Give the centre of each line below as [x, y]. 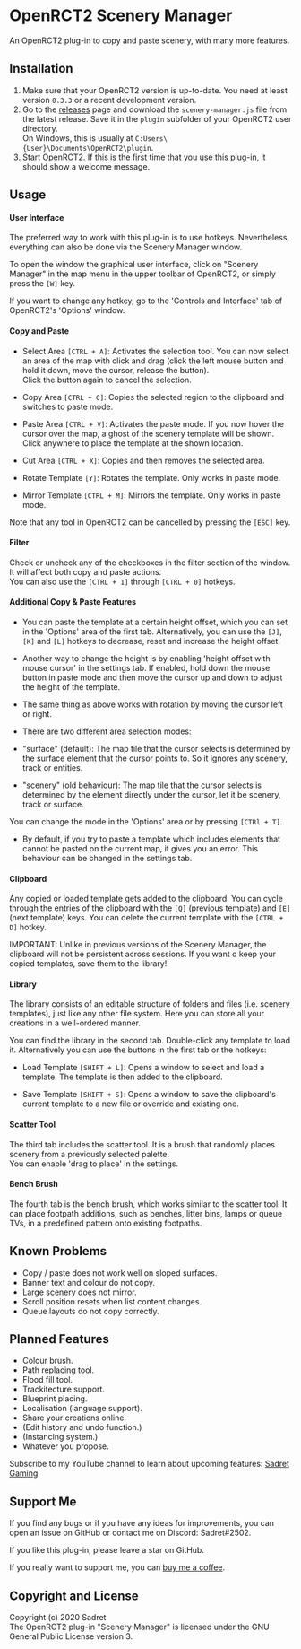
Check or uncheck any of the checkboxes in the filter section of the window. [150, 563]
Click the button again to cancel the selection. [107, 380]
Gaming [24, 1473]
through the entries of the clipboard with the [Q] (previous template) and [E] [150, 908]
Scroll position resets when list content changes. [112, 1301]
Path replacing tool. [58, 1370]
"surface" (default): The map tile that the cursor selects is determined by [156, 748]
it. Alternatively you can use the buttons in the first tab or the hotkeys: [138, 1050]
